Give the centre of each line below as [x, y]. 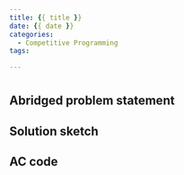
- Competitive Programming [68, 43]
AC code [34, 162]
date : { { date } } [42, 26]
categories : [31, 34]
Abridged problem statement [92, 101]
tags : [19, 51]
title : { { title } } [46, 17]
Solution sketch [54, 131]
